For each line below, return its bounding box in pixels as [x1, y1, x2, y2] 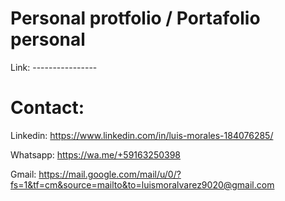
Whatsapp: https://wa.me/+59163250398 [10, 148, 182, 161]
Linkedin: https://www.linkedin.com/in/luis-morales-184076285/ [10, 129, 274, 141]
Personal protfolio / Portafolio [10, 7, 261, 30]
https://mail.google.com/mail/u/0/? [38, 168, 182, 180]
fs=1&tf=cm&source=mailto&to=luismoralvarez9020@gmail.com [10, 178, 275, 191]
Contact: [10, 97, 85, 119]
